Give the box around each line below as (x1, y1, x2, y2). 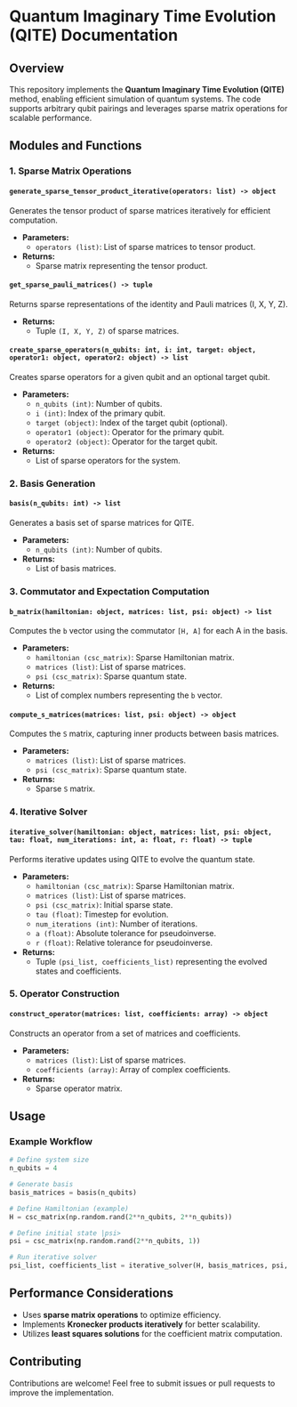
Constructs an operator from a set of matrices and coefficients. (9, 1028, 241, 1039)
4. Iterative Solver (9, 805, 88, 818)
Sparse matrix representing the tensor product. (35, 260, 208, 271)
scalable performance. (9, 113, 92, 123)
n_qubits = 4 (9, 1164, 58, 1173)
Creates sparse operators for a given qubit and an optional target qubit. (9, 371, 270, 382)
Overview (9, 61, 65, 76)
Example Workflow (9, 1135, 93, 1147)
